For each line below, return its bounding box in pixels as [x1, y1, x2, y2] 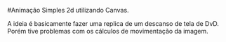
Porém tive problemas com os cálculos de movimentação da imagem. [7, 27, 208, 35]
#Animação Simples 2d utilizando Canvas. [7, 6, 129, 14]
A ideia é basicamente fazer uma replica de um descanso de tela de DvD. [7, 20, 220, 27]
